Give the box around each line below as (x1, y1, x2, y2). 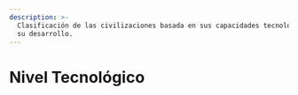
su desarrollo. (17, 29, 74, 38)
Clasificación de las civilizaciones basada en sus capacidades (17, 21, 260, 30)
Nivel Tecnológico (9, 67, 145, 87)
